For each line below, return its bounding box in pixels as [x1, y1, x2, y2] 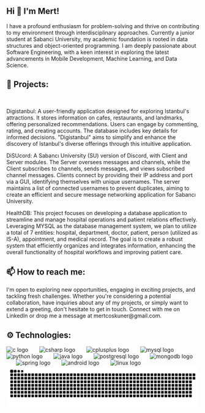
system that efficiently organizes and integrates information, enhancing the [6, 241, 196, 249]
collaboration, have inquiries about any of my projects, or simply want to [6, 299, 188, 306]
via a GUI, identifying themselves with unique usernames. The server [6, 178, 181, 185]
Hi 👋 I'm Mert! [6, 6, 60, 17]
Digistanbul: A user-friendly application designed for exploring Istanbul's [6, 107, 190, 115]
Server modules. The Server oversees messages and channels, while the [6, 158, 191, 165]
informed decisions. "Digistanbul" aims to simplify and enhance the [6, 133, 176, 141]
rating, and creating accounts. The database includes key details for [6, 127, 178, 134]
